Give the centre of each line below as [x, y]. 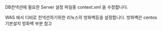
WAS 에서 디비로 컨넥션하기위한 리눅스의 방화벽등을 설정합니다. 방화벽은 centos [81, 17]
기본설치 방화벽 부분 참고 [29, 23]
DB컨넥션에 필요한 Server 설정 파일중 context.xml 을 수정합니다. [67, 7]
